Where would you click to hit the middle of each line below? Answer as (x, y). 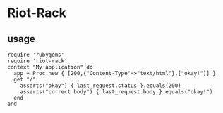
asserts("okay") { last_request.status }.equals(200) (101, 86)
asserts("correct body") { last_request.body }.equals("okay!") (116, 92)
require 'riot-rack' (38, 61)
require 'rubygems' (36, 55)
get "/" (25, 79)
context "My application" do (50, 67)
